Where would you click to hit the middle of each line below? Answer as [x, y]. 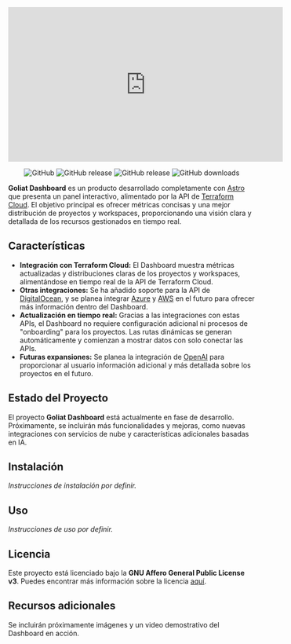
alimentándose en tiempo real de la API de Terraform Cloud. [116, 281]
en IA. [18, 442]
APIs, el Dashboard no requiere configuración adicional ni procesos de [134, 323]
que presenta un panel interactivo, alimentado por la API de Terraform [121, 196]
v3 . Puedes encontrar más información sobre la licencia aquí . [107, 581]
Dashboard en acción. [44, 633]
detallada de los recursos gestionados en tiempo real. [95, 221]
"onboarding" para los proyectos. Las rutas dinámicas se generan [126, 331]
